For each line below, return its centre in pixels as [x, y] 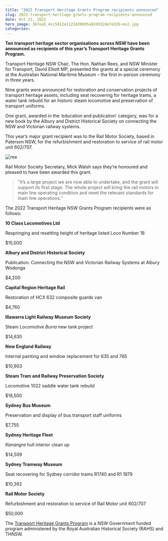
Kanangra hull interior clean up [37, 445]
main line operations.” [40, 198]
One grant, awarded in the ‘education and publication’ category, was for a [82, 116]
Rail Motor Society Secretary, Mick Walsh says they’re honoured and [76, 167]
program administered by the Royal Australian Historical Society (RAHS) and [84, 529]
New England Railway [28, 347]
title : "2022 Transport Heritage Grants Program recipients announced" [82, 10]
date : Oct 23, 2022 [26, 19]
